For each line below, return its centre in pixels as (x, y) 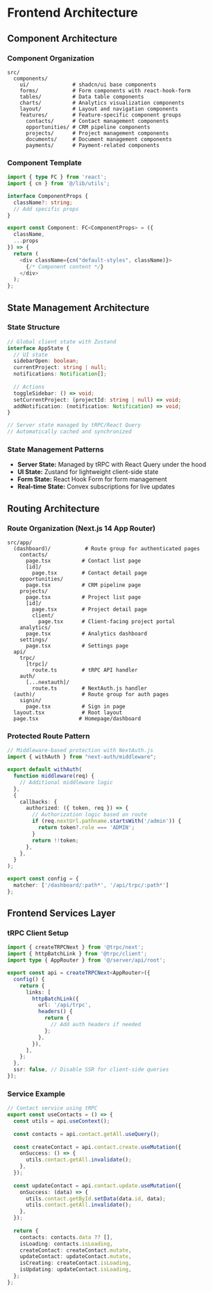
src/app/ (20, 543)
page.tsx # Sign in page (76, 707)
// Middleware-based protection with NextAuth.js (80, 751)
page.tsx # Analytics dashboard (86, 634)
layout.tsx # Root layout (68, 713)
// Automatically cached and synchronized (69, 432)
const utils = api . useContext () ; (62, 1121)
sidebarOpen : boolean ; (46, 361)
